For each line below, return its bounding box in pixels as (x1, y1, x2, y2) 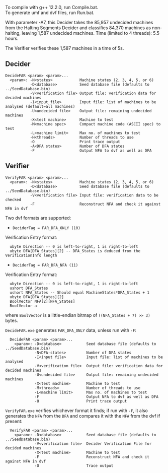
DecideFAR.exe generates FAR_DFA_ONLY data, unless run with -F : (5, 327, 137, 333)
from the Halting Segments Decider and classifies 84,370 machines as (5, 25, 151, 31)
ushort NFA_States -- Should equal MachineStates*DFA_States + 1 (10, 290, 150, 295)
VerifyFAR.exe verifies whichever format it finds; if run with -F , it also (5, 408, 148, 414)
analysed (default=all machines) (5, 104, 75, 109)
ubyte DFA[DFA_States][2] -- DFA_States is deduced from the (10, 248, 141, 253)
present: (5, 418, 23, 424)
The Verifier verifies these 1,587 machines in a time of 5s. (5, 45, 124, 51)
